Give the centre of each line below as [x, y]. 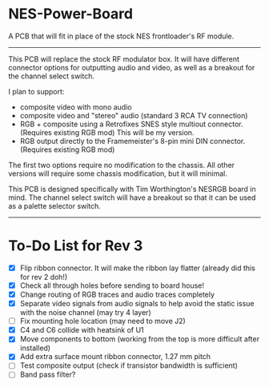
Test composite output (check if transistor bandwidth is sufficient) [129, 365]
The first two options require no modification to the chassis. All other [121, 165]
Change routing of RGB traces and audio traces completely [117, 294]
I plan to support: [36, 91]
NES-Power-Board [71, 14]
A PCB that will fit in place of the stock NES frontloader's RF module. [121, 36]
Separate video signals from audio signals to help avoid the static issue [137, 304]
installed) [35, 348]
